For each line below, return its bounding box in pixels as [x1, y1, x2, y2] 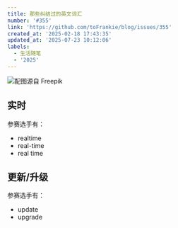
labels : [7, 43, 30, 50]
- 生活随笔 [13, 50, 42, 57]
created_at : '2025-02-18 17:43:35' [7, 30, 112, 38]
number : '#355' [7, 17, 52, 24]
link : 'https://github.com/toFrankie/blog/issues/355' [7, 23, 172, 30]
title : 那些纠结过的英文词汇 [7, 10, 83, 18]
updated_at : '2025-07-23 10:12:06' [7, 37, 112, 44]
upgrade [17, 213, 43, 222]
